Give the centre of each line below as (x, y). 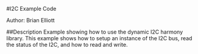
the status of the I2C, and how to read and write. (67, 45)
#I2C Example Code (31, 9)
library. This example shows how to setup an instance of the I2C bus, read (99, 38)
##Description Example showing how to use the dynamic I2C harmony (95, 32)
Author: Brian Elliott (30, 20)
